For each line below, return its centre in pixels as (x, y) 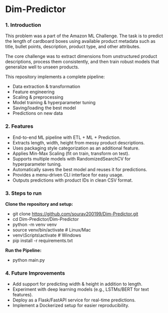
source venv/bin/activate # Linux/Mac (52, 230)
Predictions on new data (37, 113)
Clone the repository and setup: (39, 204)
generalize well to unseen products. (42, 67)
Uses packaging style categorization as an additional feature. (76, 148)
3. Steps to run (23, 193)
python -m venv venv (34, 224)
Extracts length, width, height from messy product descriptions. (78, 142)
